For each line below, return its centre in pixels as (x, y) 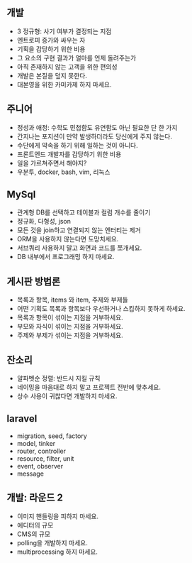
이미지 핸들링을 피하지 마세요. (58, 516)
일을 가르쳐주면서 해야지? (52, 163)
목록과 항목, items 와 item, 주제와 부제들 (72, 300)
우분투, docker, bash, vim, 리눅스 (63, 172)
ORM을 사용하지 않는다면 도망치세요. (68, 239)
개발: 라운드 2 (35, 498)
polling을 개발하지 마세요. (52, 542)
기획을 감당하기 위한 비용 (51, 49)
